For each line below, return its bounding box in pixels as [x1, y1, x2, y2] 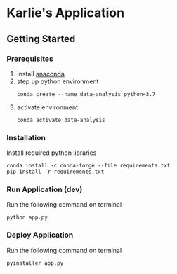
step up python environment [16, 77, 99, 85]
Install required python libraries [6, 149, 97, 157]
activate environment [16, 103, 79, 111]
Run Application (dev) [6, 184, 83, 194]
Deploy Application [6, 230, 74, 240]
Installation [6, 132, 46, 142]
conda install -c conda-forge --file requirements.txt [6, 163, 171, 170]
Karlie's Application [6, 5, 124, 21]
